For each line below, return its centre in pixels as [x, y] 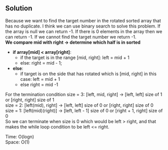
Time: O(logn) [20, 136]
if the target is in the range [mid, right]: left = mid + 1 [75, 57]
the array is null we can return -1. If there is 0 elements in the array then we [84, 31]
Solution [19, 8]
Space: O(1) [18, 142]
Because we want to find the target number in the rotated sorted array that [83, 20]
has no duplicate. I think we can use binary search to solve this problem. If [83, 26]
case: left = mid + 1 [40, 79]
